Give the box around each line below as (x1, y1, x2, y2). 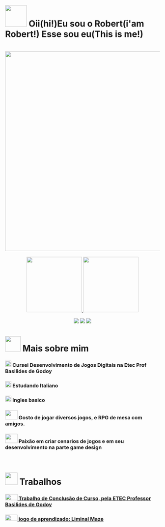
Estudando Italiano (12, 382, 58, 389)
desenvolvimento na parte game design (5, 444, 102, 451)
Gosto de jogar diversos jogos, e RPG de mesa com (18, 414, 142, 421)
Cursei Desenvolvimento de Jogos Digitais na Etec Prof (12, 362, 147, 369)
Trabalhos (19, 476, 62, 488)
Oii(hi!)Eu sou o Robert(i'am (28, 18, 144, 29)
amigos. (5, 420, 25, 427)
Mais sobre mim (22, 343, 89, 354)
